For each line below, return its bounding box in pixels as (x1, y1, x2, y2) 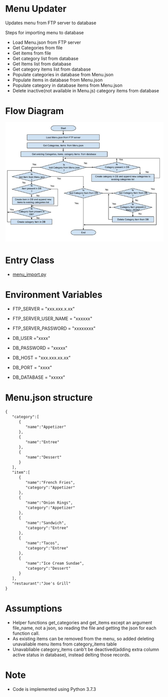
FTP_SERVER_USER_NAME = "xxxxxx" (12, 315, 93, 321)
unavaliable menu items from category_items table (12, 641, 117, 647)
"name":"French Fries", (25, 480, 75, 485)
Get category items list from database (12, 66, 91, 72)
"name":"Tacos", (25, 540, 59, 545)
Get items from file (12, 50, 51, 56)
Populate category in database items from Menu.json (12, 82, 123, 88)
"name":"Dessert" (25, 455, 62, 460)
